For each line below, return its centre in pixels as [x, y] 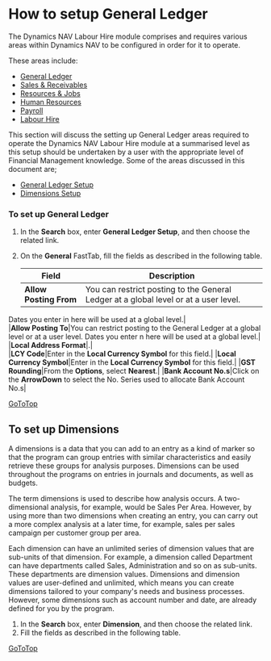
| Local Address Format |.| [50, 345]
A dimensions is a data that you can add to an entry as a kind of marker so [132, 449]
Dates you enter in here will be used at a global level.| [97, 320]
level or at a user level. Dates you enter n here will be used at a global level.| [134, 337]
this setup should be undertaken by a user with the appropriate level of [126, 152]
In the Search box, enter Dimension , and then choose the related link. [136, 624]
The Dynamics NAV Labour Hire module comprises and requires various [128, 36]
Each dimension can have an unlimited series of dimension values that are [131, 549]
